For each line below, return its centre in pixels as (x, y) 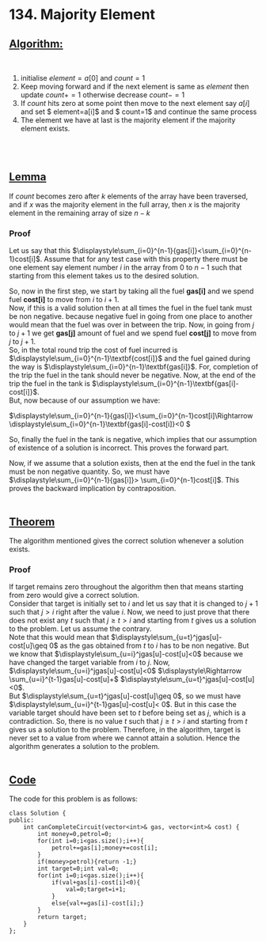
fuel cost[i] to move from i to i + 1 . (64, 300)
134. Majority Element (82, 15)
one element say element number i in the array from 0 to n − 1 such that (125, 267)
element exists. (45, 129)
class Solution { (38, 813)
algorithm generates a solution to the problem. (85, 747)
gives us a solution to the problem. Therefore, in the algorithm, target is (125, 730)
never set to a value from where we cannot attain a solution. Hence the (125, 738)
